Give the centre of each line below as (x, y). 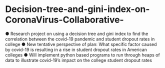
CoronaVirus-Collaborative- (64, 20)
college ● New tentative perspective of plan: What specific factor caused (81, 44)
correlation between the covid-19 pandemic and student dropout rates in (80, 39)
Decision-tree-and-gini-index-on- (77, 9)
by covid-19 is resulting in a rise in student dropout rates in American (76, 49)
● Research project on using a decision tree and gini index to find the (77, 33)
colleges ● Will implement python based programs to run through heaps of (82, 55)
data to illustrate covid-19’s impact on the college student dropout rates (79, 60)
